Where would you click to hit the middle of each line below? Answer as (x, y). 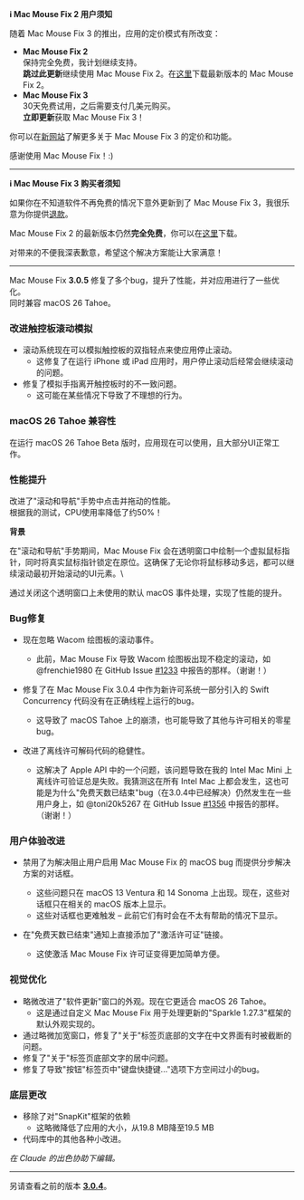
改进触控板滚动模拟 (51, 328)
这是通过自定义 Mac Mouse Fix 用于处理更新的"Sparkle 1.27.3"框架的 (164, 1013)
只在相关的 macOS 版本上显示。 (112, 904)
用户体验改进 (38, 841)
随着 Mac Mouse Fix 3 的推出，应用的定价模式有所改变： (115, 34)
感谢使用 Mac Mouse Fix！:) (62, 156)
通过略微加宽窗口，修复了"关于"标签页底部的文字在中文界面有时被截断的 (157, 1035)
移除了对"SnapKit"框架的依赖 (76, 1117)
